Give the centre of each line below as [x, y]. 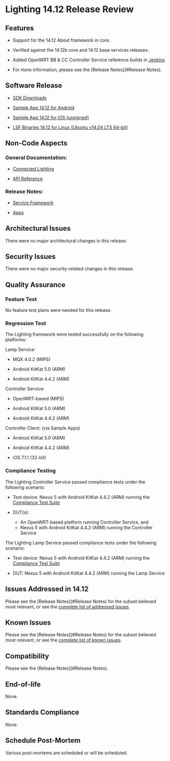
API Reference [28, 178]
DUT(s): [21, 512]
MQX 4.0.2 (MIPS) [31, 359]
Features [20, 28]
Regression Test [26, 323]
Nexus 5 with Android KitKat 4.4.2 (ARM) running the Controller [86, 527]
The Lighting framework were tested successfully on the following [74, 334]
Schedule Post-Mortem [43, 740]
